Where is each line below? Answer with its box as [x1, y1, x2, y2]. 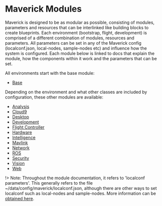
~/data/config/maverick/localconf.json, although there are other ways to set [5, 185, 157, 191]
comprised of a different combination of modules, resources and [5, 35, 135, 41]
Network [12, 145, 30, 151]
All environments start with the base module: [5, 70, 95, 76]
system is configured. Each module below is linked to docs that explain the [5, 50, 155, 56]
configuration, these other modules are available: [5, 94, 104, 100]
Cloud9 [12, 108, 27, 115]
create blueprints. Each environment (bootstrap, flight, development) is [5, 30, 147, 35]
